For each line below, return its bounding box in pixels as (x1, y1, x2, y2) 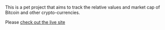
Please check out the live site (5, 19, 66, 25)
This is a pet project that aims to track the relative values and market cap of (5, 4, 161, 10)
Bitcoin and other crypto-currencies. (5, 9, 80, 15)
